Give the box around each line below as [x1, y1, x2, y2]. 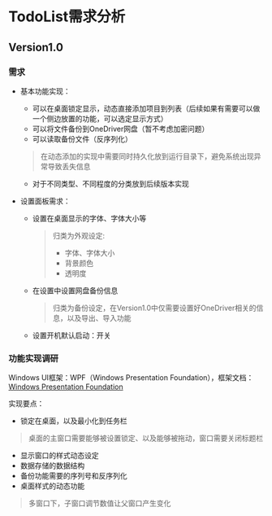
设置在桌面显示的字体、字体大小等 [32, 213, 147, 223]
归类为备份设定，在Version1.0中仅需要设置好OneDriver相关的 [52, 303, 257, 313]
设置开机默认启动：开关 [32, 330, 111, 340]
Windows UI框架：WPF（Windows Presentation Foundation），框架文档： [8, 373, 254, 383]
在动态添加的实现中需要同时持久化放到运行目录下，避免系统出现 [40, 151, 254, 161]
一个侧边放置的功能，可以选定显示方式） [32, 113, 168, 123]
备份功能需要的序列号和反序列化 [19, 471, 127, 481]
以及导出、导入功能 [67, 313, 132, 322]
